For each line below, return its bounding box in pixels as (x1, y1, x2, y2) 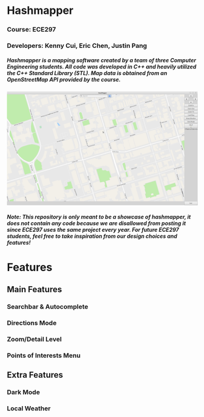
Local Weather (7, 404, 51, 412)
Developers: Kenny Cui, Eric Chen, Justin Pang (7, 42, 147, 50)
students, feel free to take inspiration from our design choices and (7, 232, 177, 240)
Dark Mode (7, 388, 40, 396)
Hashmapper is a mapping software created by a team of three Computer (7, 56, 196, 64)
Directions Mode (7, 318, 57, 327)
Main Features (7, 284, 62, 294)
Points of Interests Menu (7, 351, 81, 360)
